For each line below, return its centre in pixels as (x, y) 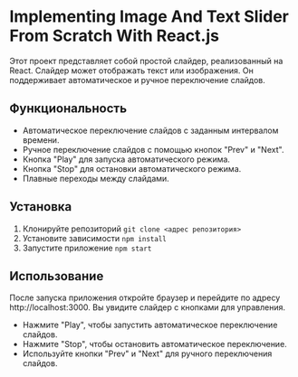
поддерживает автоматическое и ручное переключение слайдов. (137, 80)
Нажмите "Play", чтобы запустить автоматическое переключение (150, 325)
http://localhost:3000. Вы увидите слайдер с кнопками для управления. (147, 307)
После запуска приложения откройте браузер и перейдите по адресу (145, 298)
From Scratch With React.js (115, 36)
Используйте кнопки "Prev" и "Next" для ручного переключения (147, 353)
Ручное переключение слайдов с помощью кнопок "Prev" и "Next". (153, 149)
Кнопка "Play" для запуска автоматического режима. (126, 159)
